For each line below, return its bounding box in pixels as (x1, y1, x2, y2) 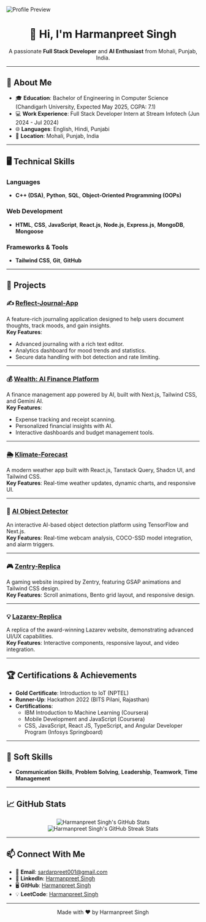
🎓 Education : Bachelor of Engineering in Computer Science (15, 94, 169, 101)
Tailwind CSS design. (6, 584, 60, 592)
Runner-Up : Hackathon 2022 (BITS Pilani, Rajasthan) (15, 696, 150, 703)
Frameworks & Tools (6, 243, 69, 251)
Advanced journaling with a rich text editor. (15, 340, 124, 348)
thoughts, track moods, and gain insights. (6, 322, 112, 329)
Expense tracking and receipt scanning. (15, 416, 116, 423)
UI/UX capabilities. (6, 633, 53, 640)
